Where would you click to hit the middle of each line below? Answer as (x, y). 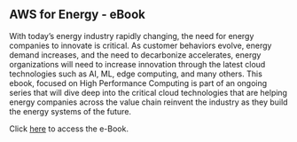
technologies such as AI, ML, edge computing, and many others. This (136, 74)
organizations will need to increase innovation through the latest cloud (137, 64)
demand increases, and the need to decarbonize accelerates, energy (135, 55)
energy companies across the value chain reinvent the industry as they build (148, 102)
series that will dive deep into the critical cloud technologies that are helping (148, 92)
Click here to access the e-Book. (69, 129)
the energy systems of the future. (70, 111)
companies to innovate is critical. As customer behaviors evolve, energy (141, 45)
